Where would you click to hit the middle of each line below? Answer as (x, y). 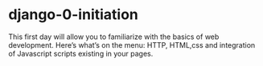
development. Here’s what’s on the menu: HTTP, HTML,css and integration (132, 45)
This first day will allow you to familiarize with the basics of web (114, 37)
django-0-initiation (74, 15)
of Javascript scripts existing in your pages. (81, 53)
